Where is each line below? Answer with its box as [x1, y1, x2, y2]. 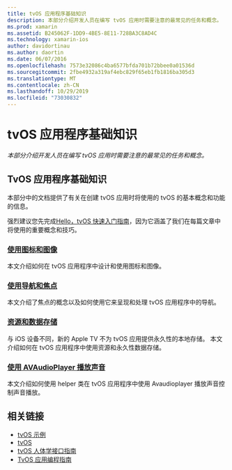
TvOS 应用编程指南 [17, 455, 72, 464]
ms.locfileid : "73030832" [7, 95, 82, 102]
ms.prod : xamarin [7, 23, 58, 30]
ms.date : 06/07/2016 [7, 56, 68, 63]
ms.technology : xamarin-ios [7, 36, 89, 43]
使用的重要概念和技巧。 [13, 225, 81, 234]
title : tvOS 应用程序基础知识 [7, 10, 87, 17]
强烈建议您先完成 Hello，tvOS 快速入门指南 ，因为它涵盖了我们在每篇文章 [7, 217, 215, 225]
